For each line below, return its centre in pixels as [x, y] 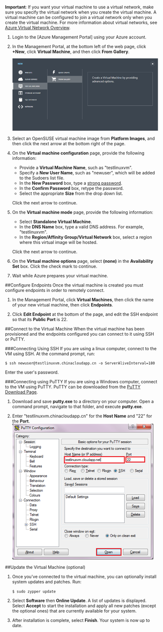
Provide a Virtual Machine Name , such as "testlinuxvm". [76, 168]
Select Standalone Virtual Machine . [56, 222]
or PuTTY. [15, 339]
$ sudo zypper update [34, 591]
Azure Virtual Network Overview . [38, 28]
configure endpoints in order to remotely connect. [55, 290]
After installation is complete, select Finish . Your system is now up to [81, 620]
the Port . [21, 421]
